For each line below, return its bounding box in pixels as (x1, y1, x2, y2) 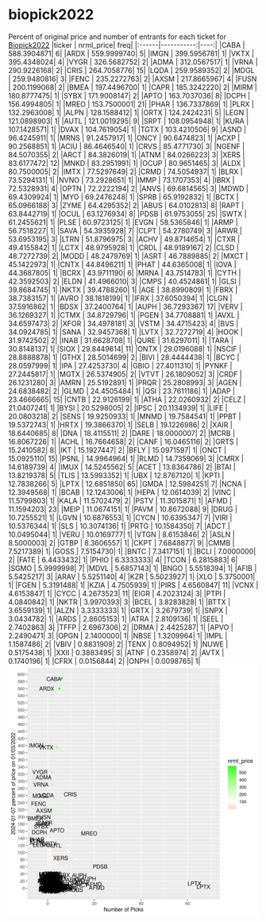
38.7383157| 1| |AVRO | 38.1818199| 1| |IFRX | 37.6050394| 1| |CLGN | (8, 293, 233, 303)
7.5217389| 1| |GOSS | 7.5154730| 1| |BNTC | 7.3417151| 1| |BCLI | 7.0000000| (8, 546, 256, 556)
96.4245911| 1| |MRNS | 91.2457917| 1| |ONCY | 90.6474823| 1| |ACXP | (8, 133, 241, 142)
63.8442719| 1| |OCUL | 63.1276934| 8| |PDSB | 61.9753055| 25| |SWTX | (8, 209, 248, 218)
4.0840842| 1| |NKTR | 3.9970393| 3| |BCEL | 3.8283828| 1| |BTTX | (8, 597, 231, 607)
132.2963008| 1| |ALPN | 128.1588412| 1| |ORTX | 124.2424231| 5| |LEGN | (8, 107, 249, 117)
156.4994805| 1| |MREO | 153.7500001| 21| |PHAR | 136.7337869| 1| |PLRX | (8, 99, 254, 109)
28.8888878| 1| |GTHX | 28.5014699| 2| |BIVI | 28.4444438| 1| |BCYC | (8, 352, 240, 362)
